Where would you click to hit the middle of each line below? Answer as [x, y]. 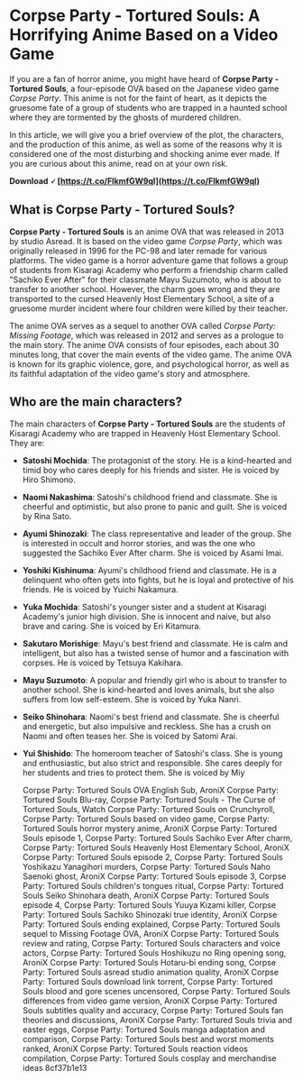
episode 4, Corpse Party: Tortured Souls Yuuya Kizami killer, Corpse [149, 905]
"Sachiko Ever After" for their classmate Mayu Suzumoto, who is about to [145, 279]
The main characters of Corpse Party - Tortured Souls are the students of [147, 424]
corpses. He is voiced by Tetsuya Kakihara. [103, 663]
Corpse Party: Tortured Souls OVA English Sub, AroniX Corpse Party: [151, 790]
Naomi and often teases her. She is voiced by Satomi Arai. [130, 736]
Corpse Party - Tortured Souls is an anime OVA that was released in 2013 [147, 232]
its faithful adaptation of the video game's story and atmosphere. [130, 373]
